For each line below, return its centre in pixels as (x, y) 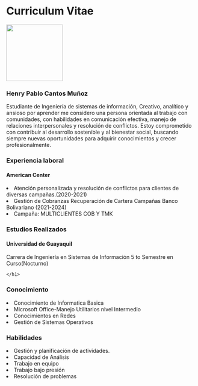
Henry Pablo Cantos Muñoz (47, 93)
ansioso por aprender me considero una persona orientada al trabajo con (97, 113)
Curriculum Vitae (50, 11)
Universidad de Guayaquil (39, 244)
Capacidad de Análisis (42, 357)
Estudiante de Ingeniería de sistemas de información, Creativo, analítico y (97, 107)
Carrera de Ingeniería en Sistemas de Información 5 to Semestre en (90, 257)
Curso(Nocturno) (27, 264)
